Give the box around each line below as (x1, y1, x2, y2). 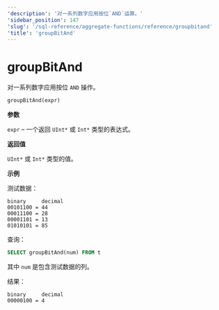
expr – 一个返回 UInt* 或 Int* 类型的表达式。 (7, 126, 134, 134)
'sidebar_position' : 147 (7, 17, 79, 24)
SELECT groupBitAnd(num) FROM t (7, 249, 101, 257)
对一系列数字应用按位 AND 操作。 (7, 83, 99, 92)
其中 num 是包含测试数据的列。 (7, 262, 94, 270)
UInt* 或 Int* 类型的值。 (7, 155, 78, 163)
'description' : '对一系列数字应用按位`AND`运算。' (7, 10, 144, 17)
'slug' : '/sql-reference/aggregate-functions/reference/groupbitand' (7, 23, 213, 30)
